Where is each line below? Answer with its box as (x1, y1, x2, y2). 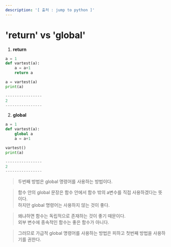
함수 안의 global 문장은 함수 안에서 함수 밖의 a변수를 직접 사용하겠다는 (17, 189, 157, 196)
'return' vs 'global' (5, 29, 86, 41)
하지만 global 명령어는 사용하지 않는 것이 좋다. (17, 202, 110, 208)
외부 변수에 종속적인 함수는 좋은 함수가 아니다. (17, 219, 110, 226)
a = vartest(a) (5, 79, 38, 85)
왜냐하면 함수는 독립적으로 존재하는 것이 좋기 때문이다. (17, 213, 126, 219)
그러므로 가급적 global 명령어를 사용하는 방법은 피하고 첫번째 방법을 (17, 230, 152, 236)
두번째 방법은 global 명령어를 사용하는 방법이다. (17, 179, 113, 185)
